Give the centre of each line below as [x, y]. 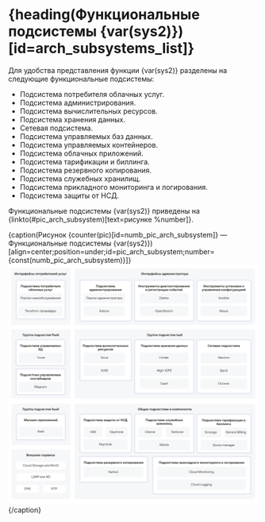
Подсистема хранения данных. [73, 119]
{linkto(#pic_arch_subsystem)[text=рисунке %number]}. [101, 219]
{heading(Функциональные [104, 15]
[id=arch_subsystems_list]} [101, 48]
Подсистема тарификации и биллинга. [85, 161]
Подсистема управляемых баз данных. [86, 136]
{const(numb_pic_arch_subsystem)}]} [70, 260]
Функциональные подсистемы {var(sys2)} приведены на [104, 211]
